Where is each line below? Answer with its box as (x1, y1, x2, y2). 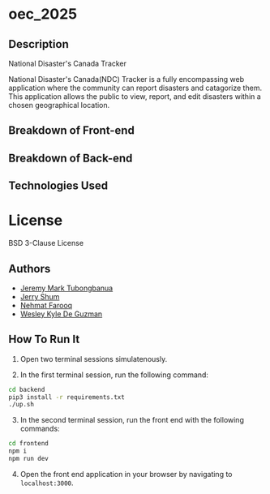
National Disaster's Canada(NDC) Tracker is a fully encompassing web (8, 75, 245, 84)
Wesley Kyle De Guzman (19, 309, 103, 319)
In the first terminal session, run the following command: (19, 370, 209, 380)
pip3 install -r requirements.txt (8, 393, 126, 402)
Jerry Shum (19, 291, 60, 301)
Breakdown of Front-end (8, 123, 135, 138)
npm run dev (8, 455, 49, 463)
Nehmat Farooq (19, 300, 73, 310)
